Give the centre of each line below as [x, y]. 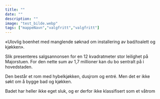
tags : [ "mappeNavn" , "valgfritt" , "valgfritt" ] [52, 28]
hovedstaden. [19, 67]
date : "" [14, 14]
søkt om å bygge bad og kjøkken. [39, 82]
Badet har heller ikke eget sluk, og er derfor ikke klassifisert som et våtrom [80, 91]
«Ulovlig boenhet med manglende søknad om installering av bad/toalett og [80, 42]
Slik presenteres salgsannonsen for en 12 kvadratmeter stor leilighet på [77, 56]
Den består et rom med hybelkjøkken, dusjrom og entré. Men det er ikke [78, 76]
